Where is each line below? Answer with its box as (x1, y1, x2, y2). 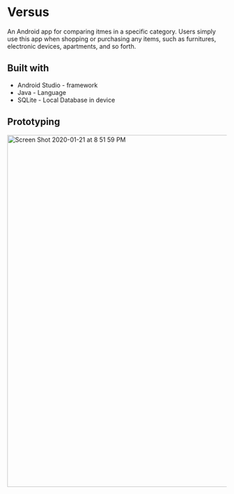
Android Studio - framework (17, 81, 98, 89)
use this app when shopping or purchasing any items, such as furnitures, (7, 34, 217, 43)
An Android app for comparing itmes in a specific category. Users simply (7, 27, 216, 36)
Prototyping (7, 116, 61, 128)
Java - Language (17, 88, 66, 96)
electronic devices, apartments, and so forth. (7, 42, 136, 50)
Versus (7, 4, 50, 20)
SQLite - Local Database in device (17, 96, 116, 104)
